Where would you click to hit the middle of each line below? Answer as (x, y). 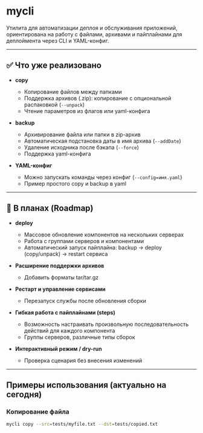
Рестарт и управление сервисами (60, 289)
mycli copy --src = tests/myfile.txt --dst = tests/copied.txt (82, 425)
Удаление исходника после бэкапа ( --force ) (81, 147)
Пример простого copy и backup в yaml (75, 183)
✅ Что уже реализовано (54, 66)
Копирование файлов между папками (73, 91)
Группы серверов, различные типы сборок (79, 337)
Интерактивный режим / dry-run (59, 348)
